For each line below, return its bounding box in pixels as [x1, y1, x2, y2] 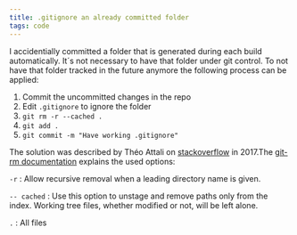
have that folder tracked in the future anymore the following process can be [9, 64, 287, 76]
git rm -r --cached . [21, 112, 103, 121]
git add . [21, 121, 60, 130]
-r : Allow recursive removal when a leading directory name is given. [9, 173, 261, 183]
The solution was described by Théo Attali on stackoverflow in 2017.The [9, 146, 274, 157]
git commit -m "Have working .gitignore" [21, 131, 178, 140]
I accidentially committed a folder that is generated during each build [9, 45, 263, 56]
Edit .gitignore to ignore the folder [21, 101, 152, 111]
